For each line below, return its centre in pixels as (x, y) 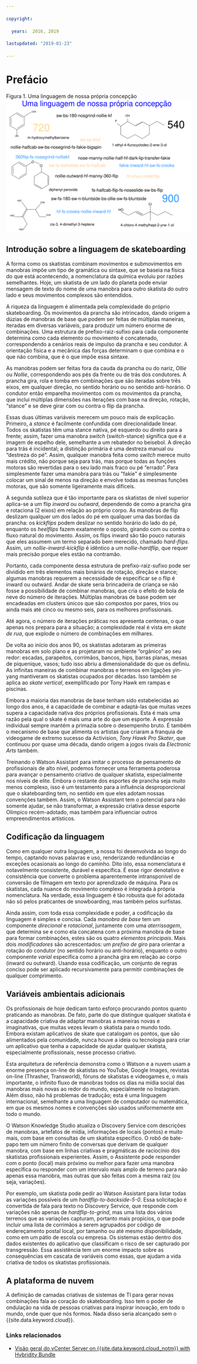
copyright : (19, 19)
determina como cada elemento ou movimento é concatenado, (82, 338)
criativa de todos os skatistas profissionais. (58, 1262)
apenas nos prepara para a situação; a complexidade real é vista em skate (96, 627)
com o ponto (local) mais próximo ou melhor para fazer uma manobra (90, 1163)
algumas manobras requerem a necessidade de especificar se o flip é (91, 578)
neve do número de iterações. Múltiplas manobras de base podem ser (91, 597)
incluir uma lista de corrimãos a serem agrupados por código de (84, 1225)
